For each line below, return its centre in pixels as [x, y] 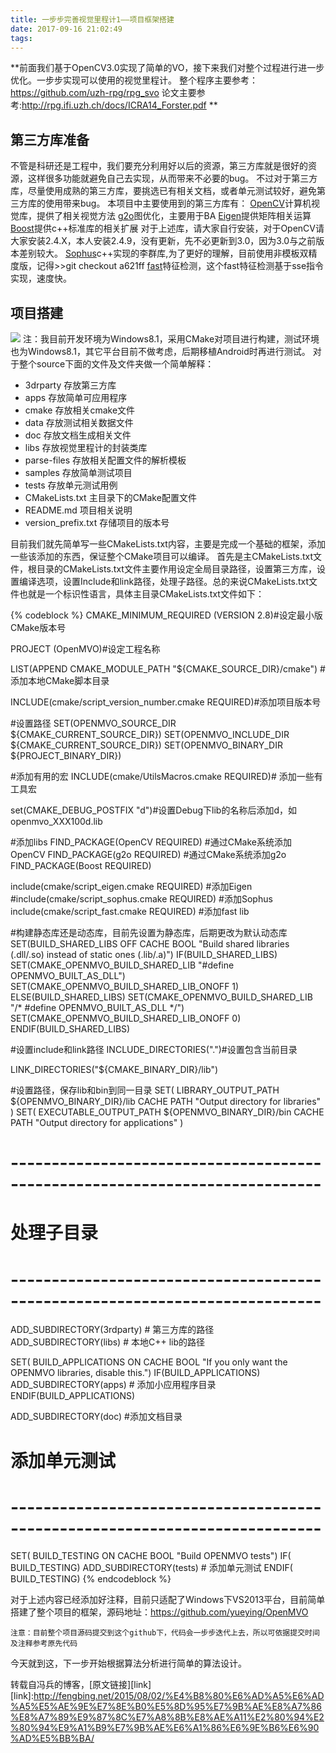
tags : [21, 38]
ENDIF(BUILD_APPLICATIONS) [73, 1396]
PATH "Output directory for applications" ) [97, 1122]
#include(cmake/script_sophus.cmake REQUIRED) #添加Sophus [141, 899]
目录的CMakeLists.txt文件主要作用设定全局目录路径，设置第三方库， [176, 569]
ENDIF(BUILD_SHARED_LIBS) [70, 1029]
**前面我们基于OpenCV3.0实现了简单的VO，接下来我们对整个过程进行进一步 [167, 68]
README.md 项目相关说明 [78, 510]
